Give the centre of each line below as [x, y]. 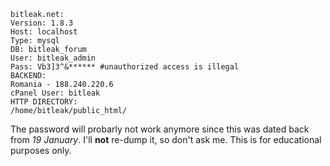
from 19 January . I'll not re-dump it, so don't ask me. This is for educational [166, 139]
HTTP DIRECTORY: [44, 102]
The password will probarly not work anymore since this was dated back [160, 129]
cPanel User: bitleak [55, 93]
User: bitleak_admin [53, 58]
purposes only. [41, 150]
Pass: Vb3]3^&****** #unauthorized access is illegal [125, 67]
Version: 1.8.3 [42, 23]
